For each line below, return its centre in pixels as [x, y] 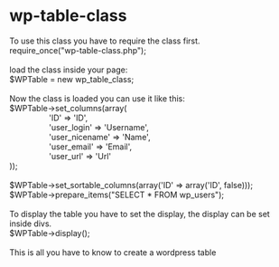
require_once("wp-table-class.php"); [78, 50]
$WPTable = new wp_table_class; [72, 79]
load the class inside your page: [69, 70]
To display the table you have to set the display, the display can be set [140, 214]
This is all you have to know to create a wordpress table [113, 252]
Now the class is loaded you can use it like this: [97, 98]
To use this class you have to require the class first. [105, 41]
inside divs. [31, 224]
